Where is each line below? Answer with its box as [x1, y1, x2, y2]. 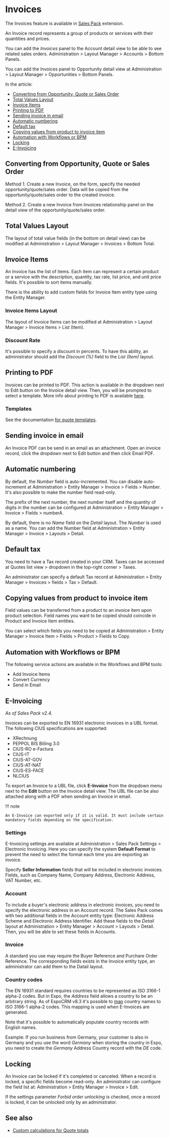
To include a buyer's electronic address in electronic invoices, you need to [5, 901, 160, 908]
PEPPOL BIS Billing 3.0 [12, 740, 60, 746]
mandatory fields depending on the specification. [5, 817, 114, 822]
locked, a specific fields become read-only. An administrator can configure [5, 1078, 161, 1084]
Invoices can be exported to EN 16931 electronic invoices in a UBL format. [5, 720, 159, 726]
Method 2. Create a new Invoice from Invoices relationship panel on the [5, 201, 154, 207]
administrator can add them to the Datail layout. [5, 963, 104, 969]
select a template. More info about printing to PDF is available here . [5, 392, 145, 398]
